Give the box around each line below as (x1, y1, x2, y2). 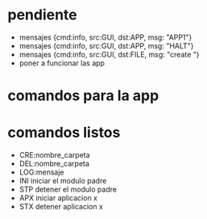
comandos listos (7, 124, 121, 142)
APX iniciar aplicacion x (19, 193, 98, 203)
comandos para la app (7, 86, 159, 105)
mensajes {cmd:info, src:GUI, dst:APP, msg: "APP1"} (19, 32, 193, 42)
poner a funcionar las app (19, 58, 106, 68)
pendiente (7, 6, 77, 24)
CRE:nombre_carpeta (19, 150, 90, 160)
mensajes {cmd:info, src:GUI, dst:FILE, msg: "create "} (19, 49, 200, 59)
